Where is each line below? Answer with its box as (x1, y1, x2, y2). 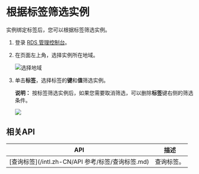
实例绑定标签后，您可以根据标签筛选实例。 (6, 26, 110, 33)
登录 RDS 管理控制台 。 (14, 39, 70, 46)
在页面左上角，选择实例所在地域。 (14, 51, 99, 58)
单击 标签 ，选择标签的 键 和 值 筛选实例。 (14, 77, 109, 84)
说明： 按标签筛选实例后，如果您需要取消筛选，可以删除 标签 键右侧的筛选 (14, 89, 194, 96)
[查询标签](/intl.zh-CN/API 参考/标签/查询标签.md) (9, 157, 150, 166)
